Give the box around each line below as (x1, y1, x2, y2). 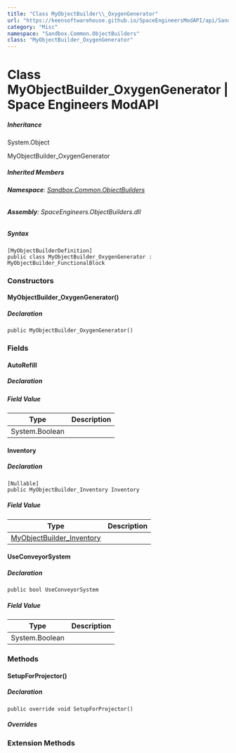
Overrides (7, 720, 37, 729)
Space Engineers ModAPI (7, 97, 159, 113)
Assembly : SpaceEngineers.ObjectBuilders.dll (7, 207, 141, 216)
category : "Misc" (7, 23, 58, 30)
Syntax (7, 230, 29, 238)
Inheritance (7, 120, 42, 129)
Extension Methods (7, 738, 75, 747)
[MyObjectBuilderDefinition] (7, 247, 93, 254)
